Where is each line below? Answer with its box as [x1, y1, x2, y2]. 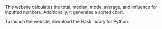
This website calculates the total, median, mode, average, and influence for [5, 4, 158, 10]
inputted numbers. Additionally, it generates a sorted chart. [5, 9, 124, 15]
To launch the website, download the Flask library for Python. [5, 19, 129, 24]
